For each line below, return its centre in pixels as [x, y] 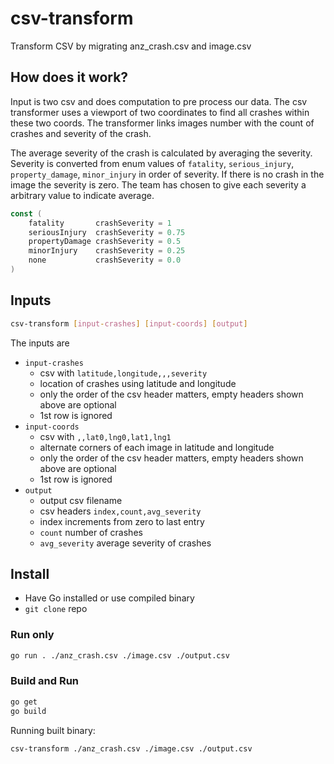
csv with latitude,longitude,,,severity [123, 373]
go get [24, 702]
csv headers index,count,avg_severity [120, 511]
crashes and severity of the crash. [81, 133]
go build [28, 711]
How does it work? [69, 77]
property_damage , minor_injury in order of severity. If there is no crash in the [167, 174]
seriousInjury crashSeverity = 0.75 [107, 232]
